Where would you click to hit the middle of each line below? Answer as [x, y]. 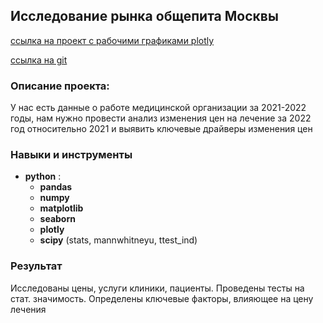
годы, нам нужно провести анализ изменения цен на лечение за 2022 [161, 118]
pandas [56, 187]
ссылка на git [39, 60]
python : [43, 176]
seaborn [57, 219]
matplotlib [61, 208]
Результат [36, 266]
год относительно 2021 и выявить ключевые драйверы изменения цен [161, 129]
